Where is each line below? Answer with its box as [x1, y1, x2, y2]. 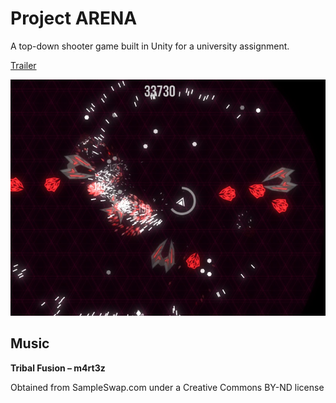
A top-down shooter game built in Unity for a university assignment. [10, 40, 290, 52]
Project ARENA [10, 7, 138, 30]
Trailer [10, 59, 37, 71]
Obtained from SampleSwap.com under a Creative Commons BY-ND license [10, 381, 325, 393]
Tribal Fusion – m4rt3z [10, 362, 106, 374]
